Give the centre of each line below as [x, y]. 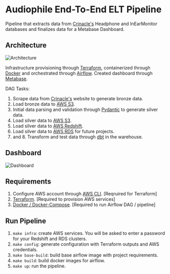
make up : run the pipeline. [39, 266]
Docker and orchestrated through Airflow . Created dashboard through [79, 73]
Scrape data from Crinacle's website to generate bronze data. [78, 98]
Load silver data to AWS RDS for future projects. [63, 131]
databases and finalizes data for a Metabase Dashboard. [65, 29]
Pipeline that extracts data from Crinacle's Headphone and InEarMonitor [81, 24]
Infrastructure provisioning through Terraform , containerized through [78, 67]
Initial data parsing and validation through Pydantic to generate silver [85, 109]
